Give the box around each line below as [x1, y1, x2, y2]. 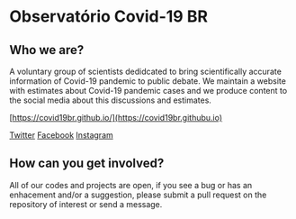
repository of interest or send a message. [9, 198, 163, 209]
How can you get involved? [9, 156, 165, 171]
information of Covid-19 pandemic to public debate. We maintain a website [9, 76, 286, 87]
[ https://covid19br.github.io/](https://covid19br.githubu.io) [9, 113, 223, 123]
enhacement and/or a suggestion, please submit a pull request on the [9, 189, 267, 200]
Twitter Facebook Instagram [9, 130, 114, 141]
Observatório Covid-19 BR [9, 6, 209, 27]
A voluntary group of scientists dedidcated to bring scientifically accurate [9, 66, 282, 77]
